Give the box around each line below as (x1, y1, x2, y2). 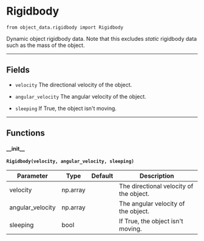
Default (91, 172, 114, 180)
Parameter (17, 172, 49, 180)
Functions (6, 128, 46, 138)
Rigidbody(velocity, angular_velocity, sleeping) (6, 158, 135, 165)
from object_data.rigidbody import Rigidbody (6, 24, 123, 30)
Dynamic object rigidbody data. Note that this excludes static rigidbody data (6, 35, 197, 42)
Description (139, 172, 174, 180)
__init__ (6, 145, 25, 152)
